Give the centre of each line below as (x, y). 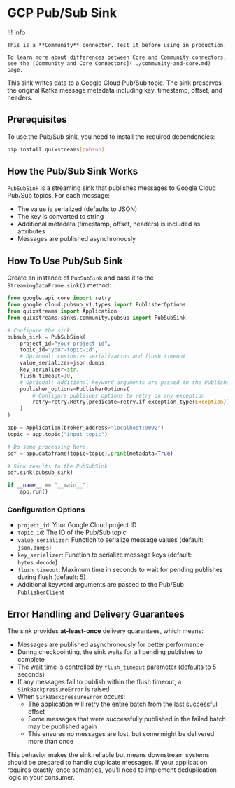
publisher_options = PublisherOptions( (75, 389)
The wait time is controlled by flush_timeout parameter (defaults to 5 (117, 667)
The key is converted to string (60, 217)
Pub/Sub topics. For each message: (59, 196)
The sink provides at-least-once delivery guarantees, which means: (106, 631)
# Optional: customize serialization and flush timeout (103, 356)
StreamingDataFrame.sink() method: (59, 285)
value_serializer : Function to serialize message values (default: (111, 540)
